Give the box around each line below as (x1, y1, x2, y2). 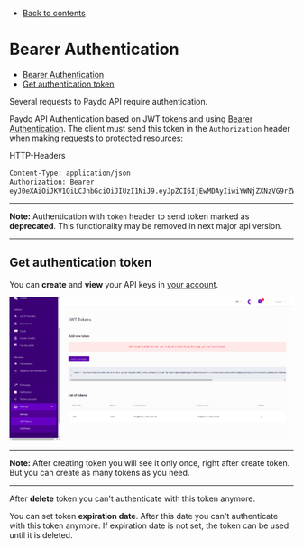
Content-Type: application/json (9, 169, 131, 178)
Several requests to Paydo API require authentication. (9, 96, 208, 106)
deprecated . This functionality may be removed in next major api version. (9, 220, 282, 231)
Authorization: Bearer (9, 178, 95, 187)
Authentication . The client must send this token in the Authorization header (9, 123, 290, 133)
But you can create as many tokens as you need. (9, 468, 190, 479)
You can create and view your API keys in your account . (9, 279, 219, 289)
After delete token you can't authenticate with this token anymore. (9, 493, 255, 504)
